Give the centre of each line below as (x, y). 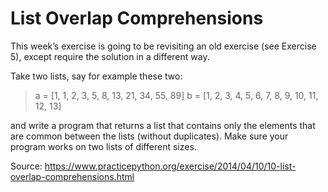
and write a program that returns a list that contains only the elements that (163, 125)
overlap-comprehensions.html (72, 176)
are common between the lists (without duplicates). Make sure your (149, 136)
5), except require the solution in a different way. (110, 56)
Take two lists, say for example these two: (96, 76)
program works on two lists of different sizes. (103, 146)
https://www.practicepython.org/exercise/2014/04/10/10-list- (170, 166)
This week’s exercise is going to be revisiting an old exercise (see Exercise (163, 46)
